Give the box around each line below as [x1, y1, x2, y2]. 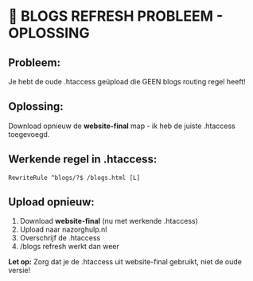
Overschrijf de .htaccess [19, 233, 101, 243]
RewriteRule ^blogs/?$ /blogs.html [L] [8, 174, 141, 181]
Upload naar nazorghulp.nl [19, 224, 107, 234]
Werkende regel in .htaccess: [8, 153, 158, 166]
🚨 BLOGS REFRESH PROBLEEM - [8, 7, 224, 25]
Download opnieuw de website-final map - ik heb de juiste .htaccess [8, 121, 236, 131]
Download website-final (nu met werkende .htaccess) [19, 217, 199, 226]
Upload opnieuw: [8, 195, 95, 209]
